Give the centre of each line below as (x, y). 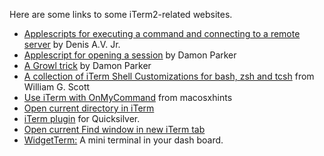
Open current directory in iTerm (89, 108)
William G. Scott (57, 87)
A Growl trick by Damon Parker (87, 65)
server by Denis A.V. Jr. (72, 44)
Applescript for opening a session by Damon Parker (130, 55)
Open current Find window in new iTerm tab (114, 129)
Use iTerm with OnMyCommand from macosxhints (128, 97)
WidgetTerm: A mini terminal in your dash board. (123, 140)
